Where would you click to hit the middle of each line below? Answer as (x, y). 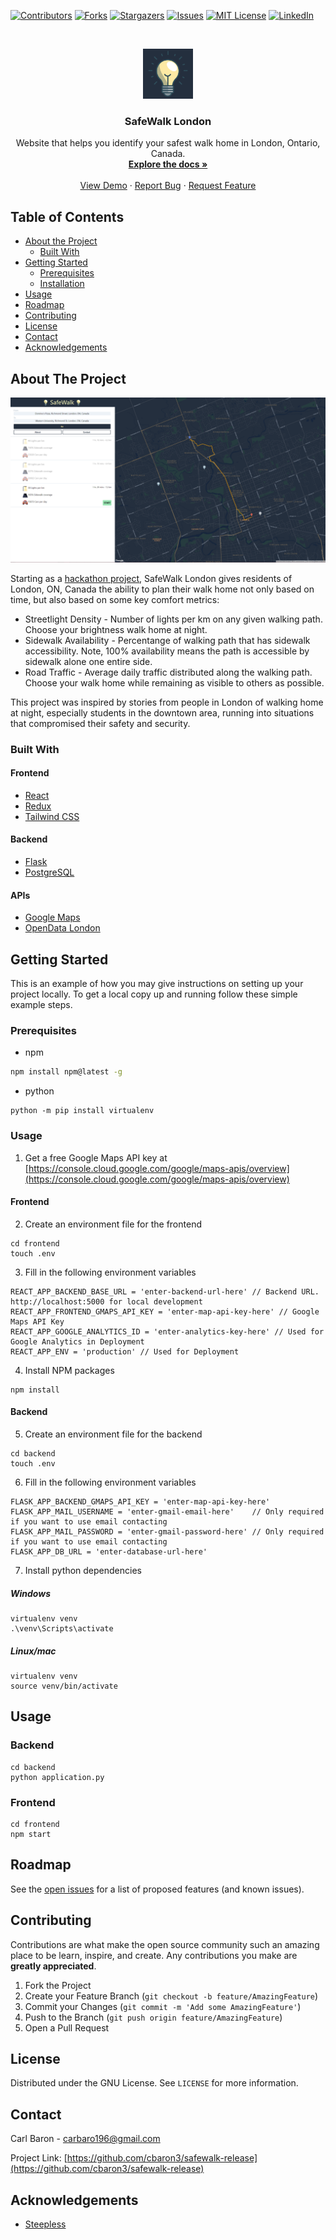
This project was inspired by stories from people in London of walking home (167, 702)
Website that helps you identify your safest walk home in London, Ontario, (168, 143)
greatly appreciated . (53, 1966)
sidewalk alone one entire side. (88, 661)
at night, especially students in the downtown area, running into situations (162, 712)
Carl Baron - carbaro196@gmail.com (85, 2139)
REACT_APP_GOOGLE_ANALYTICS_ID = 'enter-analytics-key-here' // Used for (167, 1331)
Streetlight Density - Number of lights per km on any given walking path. (173, 619)
